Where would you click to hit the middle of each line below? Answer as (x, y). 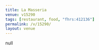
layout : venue (20, 29)
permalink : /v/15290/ (28, 24)
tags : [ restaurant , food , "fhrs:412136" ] (50, 19)
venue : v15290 (20, 15)
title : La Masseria (26, 10)
